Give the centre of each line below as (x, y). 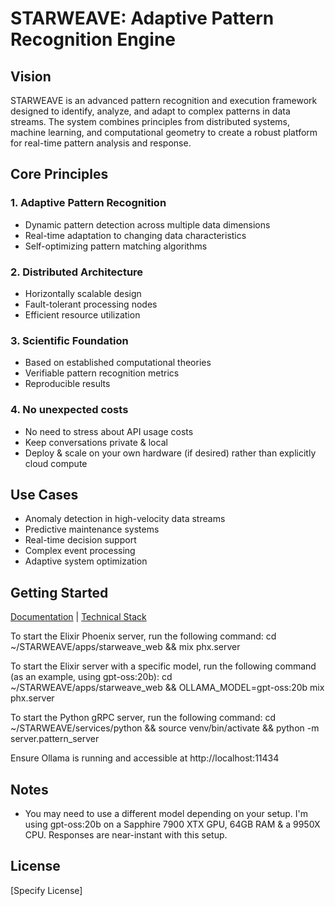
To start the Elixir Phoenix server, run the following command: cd (143, 636)
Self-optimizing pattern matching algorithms (116, 246)
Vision (31, 76)
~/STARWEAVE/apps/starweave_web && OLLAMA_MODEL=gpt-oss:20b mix (167, 688)
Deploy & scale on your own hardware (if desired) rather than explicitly (170, 453)
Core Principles (59, 174)
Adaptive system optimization (86, 561)
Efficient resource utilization (82, 314)
